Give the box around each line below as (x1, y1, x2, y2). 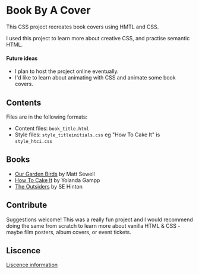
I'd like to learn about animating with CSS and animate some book (14, 74, 176, 81)
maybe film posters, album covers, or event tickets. (6, 228, 132, 235)
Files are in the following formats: (6, 113, 88, 120)
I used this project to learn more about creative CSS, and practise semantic (6, 34, 190, 42)
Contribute (6, 200, 48, 211)
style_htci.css (14, 138, 53, 144)
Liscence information (6, 262, 58, 269)
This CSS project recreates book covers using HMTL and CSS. (6, 23, 159, 30)
